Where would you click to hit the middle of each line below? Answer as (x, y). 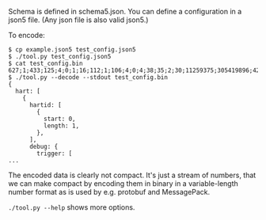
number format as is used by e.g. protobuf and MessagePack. (109, 192)
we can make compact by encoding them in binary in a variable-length (123, 184)
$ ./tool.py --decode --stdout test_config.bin (88, 78)
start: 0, (60, 119)
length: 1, (61, 126)
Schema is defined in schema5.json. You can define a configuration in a (125, 11)
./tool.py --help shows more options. (72, 207)
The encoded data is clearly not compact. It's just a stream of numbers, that (132, 175)
